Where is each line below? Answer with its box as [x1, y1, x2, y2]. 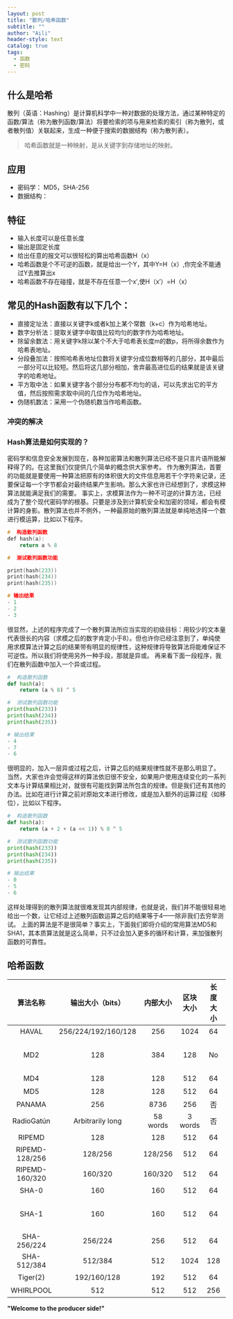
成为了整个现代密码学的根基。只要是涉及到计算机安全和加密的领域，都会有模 [7, 498, 226, 506]
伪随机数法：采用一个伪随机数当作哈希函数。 [17, 398, 146, 406]
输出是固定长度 [17, 243, 60, 251]
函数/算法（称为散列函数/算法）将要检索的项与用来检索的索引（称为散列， [7, 117, 218, 126]
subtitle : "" [7, 23, 45, 30]
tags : [7, 49, 23, 56]
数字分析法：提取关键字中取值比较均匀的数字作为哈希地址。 [17, 328, 188, 336]
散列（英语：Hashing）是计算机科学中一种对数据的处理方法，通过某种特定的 [7, 109, 225, 117]
